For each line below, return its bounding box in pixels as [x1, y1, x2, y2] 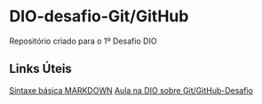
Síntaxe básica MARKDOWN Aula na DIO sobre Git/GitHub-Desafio [9, 84, 253, 95]
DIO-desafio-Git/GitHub [9, 6, 189, 27]
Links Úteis [9, 61, 73, 76]
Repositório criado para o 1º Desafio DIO [9, 36, 157, 46]
